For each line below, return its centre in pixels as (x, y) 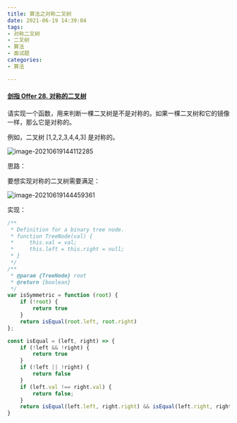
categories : (25, 60)
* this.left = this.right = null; (67, 249)
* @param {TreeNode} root (48, 276)
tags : (15, 27)
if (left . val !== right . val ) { (66, 387)
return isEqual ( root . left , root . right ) (79, 321)
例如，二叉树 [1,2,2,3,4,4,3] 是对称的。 (63, 137)
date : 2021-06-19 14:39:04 (47, 21)
